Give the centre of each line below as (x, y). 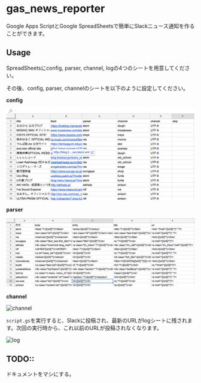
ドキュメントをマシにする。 (40, 374)
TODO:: (20, 359)
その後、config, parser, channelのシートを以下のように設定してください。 (97, 88)
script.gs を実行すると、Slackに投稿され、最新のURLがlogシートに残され (97, 321)
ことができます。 (27, 33)
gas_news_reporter (56, 9)
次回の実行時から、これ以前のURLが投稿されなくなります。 (89, 328)
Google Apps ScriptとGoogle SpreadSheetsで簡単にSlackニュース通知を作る (100, 26)
